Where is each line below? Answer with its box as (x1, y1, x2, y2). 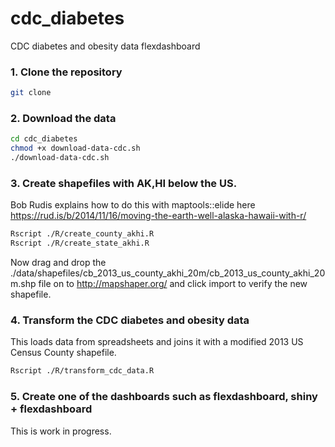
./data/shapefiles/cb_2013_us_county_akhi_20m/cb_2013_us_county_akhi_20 (10, 267, 326, 279)
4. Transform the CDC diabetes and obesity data (10, 313, 250, 327)
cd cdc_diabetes (10, 134, 78, 144)
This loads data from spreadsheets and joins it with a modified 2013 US (10, 336, 304, 348)
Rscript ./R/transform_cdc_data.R (10, 366, 155, 376)
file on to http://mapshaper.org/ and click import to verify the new (38, 278, 308, 290)
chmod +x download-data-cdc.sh (10, 143, 141, 154)
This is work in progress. (10, 425, 112, 437)
